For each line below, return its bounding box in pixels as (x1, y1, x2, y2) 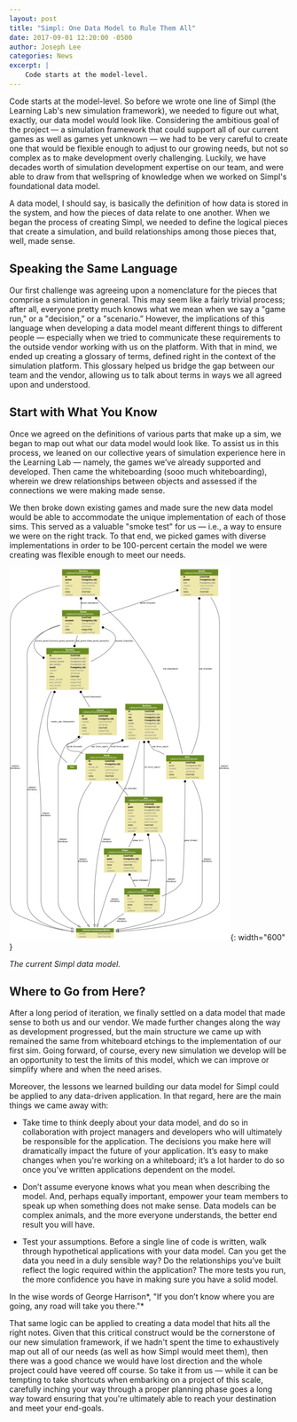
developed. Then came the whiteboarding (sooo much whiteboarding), (9, 466, 268, 476)
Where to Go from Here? (9, 984, 146, 999)
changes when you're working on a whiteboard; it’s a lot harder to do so (21, 1155, 285, 1166)
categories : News (9, 51, 74, 61)
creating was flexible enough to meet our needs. (9, 549, 186, 560)
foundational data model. (9, 180, 100, 191)
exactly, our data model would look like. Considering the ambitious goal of (9, 114, 279, 125)
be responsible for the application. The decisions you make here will (21, 1136, 272, 1147)
